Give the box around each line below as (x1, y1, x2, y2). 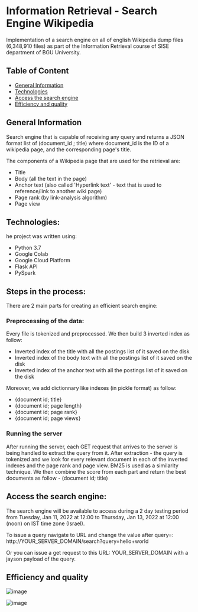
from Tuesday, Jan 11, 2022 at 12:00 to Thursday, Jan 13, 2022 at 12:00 (6, 513, 179, 520)
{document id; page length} (14, 402, 82, 409)
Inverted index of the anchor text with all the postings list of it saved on (14, 367, 188, 374)
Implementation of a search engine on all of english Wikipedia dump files (6, 36, 183, 43)
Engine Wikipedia (6, 17, 94, 30)
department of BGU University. (6, 48, 82, 56)
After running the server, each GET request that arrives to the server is (6, 443, 178, 450)
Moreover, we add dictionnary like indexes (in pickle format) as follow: (6, 385, 177, 392)
